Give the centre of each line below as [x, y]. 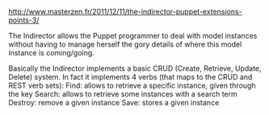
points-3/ [24, 20]
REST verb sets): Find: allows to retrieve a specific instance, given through [132, 85]
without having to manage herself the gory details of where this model [125, 44]
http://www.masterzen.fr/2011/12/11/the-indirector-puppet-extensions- [125, 12]
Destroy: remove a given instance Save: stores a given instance [114, 103]
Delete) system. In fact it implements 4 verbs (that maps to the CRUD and [130, 77]
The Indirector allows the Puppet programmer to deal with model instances [133, 36]
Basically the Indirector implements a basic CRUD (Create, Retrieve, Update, [135, 68]
